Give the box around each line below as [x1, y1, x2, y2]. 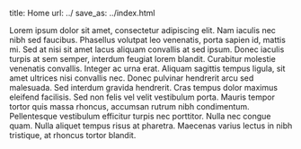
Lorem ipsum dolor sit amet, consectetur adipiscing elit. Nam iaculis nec [9, 25, 277, 35]
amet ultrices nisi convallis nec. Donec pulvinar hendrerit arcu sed [9, 73, 254, 83]
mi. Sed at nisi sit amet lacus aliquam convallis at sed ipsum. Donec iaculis [9, 44, 285, 55]
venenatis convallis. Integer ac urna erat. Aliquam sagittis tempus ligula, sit [9, 63, 286, 74]
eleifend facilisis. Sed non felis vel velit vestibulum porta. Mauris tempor [9, 92, 276, 102]
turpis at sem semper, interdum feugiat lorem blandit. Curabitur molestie [9, 54, 276, 64]
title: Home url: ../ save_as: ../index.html [9, 8, 155, 18]
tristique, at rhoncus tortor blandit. [9, 130, 137, 140]
